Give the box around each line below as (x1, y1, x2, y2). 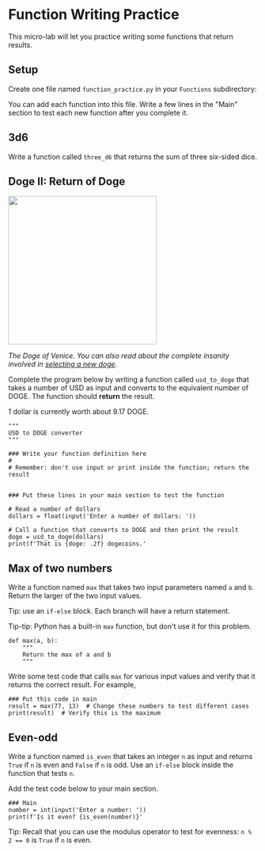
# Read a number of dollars (8, 505, 101, 514)
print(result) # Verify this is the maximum (8, 709, 161, 717)
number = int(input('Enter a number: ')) (8, 806, 147, 814)
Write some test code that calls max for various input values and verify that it (8, 671, 256, 682)
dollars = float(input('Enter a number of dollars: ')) (8, 512, 196, 520)
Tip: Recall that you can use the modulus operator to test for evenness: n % (8, 827, 252, 836)
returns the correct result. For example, (8, 680, 136, 690)
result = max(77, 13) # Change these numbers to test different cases (8, 702, 249, 710)
